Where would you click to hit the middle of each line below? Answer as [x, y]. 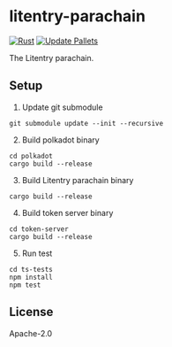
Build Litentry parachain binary [78, 180]
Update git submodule [62, 107]
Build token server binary [67, 212]
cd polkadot [31, 156]
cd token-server [39, 229]
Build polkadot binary [60, 140]
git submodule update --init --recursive [86, 123]
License [31, 312]
